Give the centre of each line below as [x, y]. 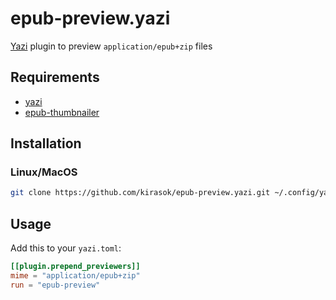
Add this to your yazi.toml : [66, 248]
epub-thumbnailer [62, 112]
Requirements [55, 77]
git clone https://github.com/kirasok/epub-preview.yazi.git [140, 193]
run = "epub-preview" [55, 285]
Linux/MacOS [44, 172]
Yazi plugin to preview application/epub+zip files [111, 46]
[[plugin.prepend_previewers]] [75, 267]
